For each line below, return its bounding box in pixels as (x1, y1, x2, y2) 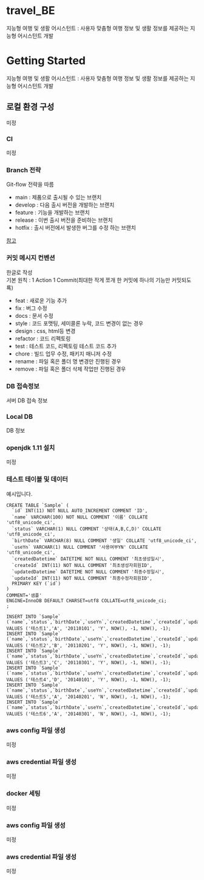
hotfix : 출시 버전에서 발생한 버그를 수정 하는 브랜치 (15, 224, 137, 232)
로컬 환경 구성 (6, 101, 55, 112)
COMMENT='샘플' (6, 592, 42, 599)
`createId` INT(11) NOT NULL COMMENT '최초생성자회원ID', (12, 562, 153, 568)
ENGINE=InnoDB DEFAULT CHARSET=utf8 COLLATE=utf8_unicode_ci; (6, 597, 167, 603)
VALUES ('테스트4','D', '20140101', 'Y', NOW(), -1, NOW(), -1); (6, 676, 171, 682)
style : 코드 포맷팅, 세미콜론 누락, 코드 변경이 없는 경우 (15, 320, 144, 327)
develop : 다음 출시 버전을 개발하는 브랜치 (15, 201, 115, 208)
